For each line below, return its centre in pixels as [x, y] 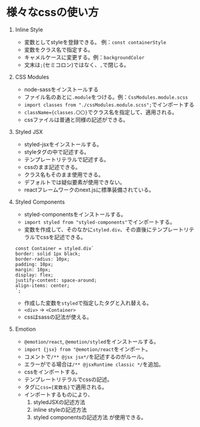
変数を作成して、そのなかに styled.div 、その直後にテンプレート [104, 229]
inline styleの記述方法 [60, 409]
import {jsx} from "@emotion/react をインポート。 [88, 349]
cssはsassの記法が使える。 [58, 317]
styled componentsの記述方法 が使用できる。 [90, 417]
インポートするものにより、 [58, 394]
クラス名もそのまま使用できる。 [64, 174]
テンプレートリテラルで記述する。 [67, 159]
